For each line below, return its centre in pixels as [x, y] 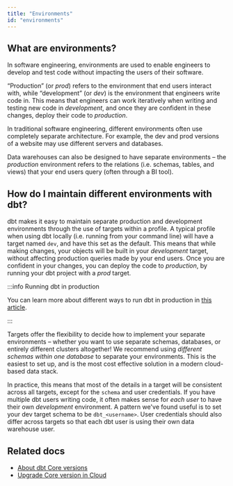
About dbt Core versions [53, 467]
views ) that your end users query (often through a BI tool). [90, 172]
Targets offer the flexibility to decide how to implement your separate [106, 334]
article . [17, 307]
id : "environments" [35, 20]
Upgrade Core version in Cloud [62, 475]
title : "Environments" [40, 14]
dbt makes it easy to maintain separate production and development [105, 221]
